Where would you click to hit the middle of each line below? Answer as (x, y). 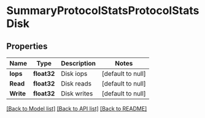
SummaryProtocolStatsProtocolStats (103, 11)
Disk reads (76, 83)
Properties (27, 46)
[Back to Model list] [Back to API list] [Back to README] (77, 109)
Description (79, 63)
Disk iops (74, 74)
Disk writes (77, 94)
